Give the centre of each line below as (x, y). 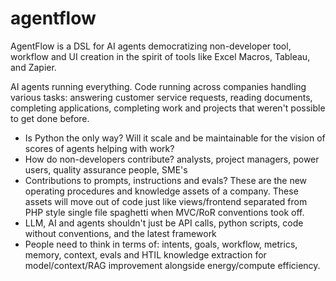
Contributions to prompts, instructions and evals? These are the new (166, 180)
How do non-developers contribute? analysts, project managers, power (172, 159)
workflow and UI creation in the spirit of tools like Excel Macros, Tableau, (160, 56)
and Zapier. (33, 67)
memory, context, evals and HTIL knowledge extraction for (145, 254)
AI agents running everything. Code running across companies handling (158, 86)
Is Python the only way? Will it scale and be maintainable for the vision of (175, 138)
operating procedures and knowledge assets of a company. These (161, 191)
